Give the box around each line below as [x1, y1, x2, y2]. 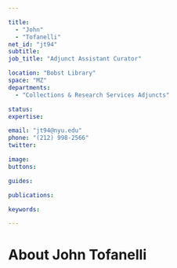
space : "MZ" [8, 76, 47, 84]
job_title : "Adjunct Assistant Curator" [8, 55, 143, 63]
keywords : [8, 205, 41, 213]
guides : [8, 177, 34, 185]
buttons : [8, 163, 37, 171]
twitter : [8, 141, 37, 149]
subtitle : [8, 48, 41, 56]
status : [8, 105, 34, 113]
